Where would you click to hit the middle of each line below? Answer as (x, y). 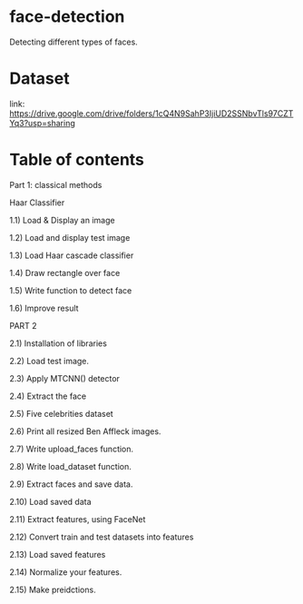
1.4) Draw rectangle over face (65, 272)
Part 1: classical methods (56, 184)
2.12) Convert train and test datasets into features (102, 537)
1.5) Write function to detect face (71, 290)
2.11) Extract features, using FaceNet (78, 519)
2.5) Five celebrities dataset (61, 413)
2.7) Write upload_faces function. (72, 449)
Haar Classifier (37, 203)
